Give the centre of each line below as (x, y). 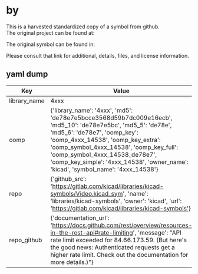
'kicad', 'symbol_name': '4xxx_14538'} (104, 169)
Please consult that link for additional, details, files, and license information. (98, 55)
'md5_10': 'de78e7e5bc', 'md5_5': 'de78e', (111, 125)
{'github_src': (69, 179)
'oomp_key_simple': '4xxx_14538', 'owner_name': (119, 161)
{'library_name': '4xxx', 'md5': (92, 110)
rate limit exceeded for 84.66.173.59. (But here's (119, 240)
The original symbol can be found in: (51, 44)
